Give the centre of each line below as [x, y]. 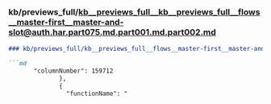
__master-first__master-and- [66, 22]
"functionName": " [97, 94]
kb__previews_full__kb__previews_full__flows [169, 12]
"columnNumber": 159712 [73, 71]
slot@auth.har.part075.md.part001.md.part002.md [112, 32]
